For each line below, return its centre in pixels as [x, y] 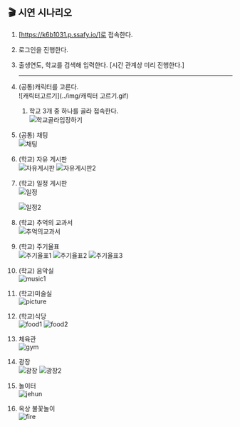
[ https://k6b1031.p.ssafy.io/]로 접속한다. [75, 34]
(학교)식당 [32, 316]
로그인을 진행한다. [43, 49]
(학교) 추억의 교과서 [46, 222]
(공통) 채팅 [33, 135]
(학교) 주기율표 [39, 246]
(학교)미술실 [35, 293]
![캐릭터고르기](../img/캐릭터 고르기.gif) [73, 96]
